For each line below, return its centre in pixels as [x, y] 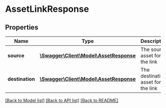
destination [21, 79]
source [16, 55]
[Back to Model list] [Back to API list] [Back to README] [62, 100]
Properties [22, 27]
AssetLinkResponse [47, 9]
